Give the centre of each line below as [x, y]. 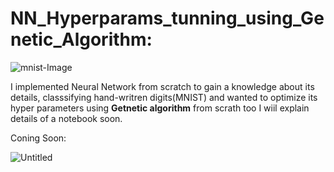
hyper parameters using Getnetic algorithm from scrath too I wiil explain [160, 108]
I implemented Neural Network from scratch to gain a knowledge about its [162, 86]
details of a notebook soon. [66, 118]
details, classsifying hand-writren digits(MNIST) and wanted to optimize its [164, 97]
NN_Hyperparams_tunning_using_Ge [167, 18]
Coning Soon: [38, 138]
